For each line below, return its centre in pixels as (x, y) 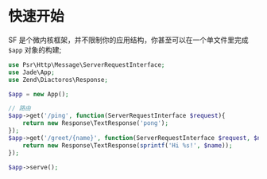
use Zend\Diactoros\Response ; (58, 80)
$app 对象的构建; (35, 49)
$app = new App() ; (39, 94)
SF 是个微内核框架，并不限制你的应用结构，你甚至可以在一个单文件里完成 (128, 40)
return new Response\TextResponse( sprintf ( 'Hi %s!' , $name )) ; (128, 145)
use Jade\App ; (32, 72)
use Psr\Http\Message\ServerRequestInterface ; (87, 64)
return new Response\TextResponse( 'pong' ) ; (96, 123)
